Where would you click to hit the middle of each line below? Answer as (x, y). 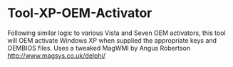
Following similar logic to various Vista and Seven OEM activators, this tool (116, 33)
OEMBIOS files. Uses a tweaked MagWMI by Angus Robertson (99, 48)
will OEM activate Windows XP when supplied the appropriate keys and (112, 40)
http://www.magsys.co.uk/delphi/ (56, 56)
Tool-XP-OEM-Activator (80, 13)
